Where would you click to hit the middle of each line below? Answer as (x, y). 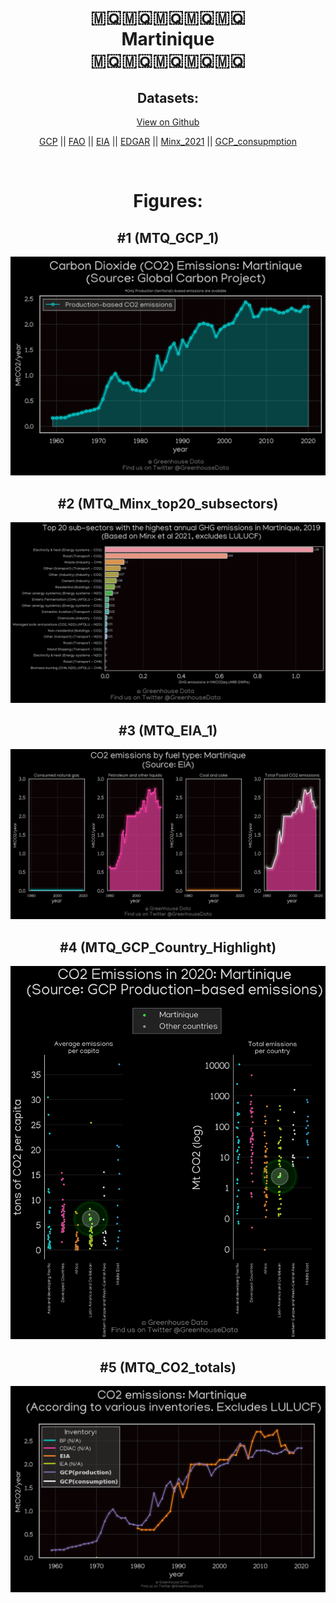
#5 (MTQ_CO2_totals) (168, 1367)
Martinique (168, 39)
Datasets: (168, 97)
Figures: (168, 201)
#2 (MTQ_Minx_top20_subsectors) (168, 503)
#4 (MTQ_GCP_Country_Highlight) (168, 947)
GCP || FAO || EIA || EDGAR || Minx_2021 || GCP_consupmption (168, 141)
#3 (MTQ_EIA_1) (168, 731)
